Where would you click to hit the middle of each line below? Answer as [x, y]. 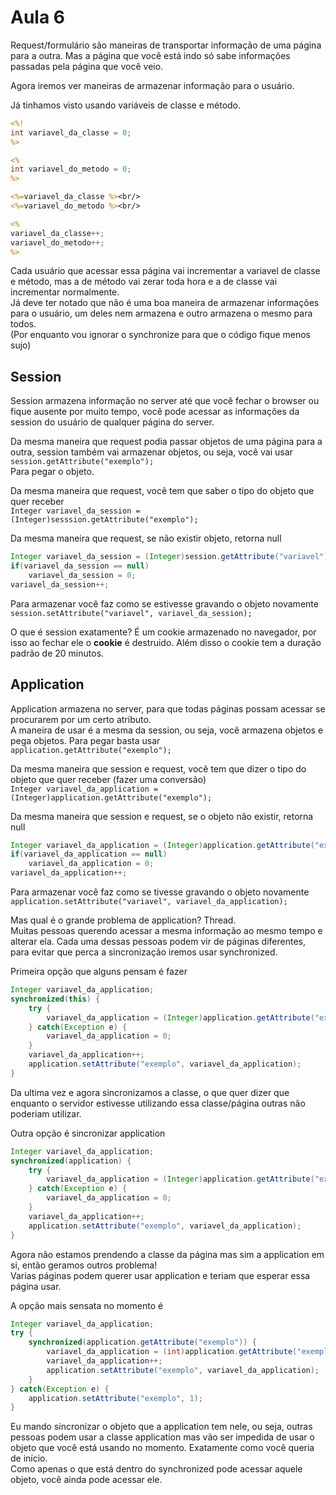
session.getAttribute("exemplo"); [82, 462]
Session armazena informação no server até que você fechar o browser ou [165, 401]
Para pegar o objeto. [52, 472]
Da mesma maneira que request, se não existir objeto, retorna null [146, 538]
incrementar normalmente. [65, 292]
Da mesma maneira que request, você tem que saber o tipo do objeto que [162, 491]
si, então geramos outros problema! [84, 1265]
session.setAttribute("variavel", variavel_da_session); [131, 613]
